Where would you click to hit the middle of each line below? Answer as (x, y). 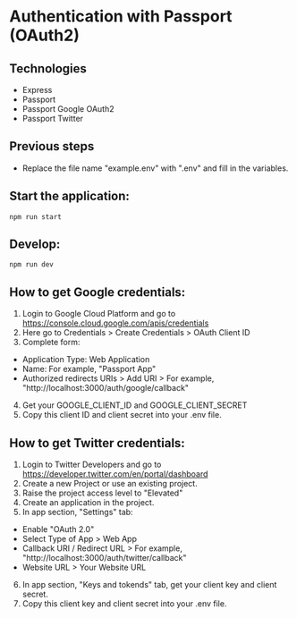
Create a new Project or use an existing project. (110, 484)
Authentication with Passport (121, 17)
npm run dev (31, 265)
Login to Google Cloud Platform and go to (99, 314)
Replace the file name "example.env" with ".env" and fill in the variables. (155, 168)
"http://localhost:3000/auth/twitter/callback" (104, 558)
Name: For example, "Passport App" (89, 369)
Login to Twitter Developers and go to (92, 465)
